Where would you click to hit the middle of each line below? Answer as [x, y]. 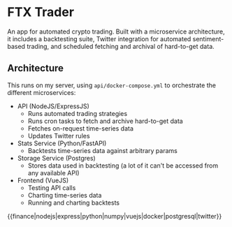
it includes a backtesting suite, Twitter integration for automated [99, 38]
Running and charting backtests [74, 203]
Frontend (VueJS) [43, 180]
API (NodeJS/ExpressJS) [53, 106]
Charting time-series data [65, 195]
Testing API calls [52, 188]
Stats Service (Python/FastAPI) [62, 143]
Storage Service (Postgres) [56, 158]
